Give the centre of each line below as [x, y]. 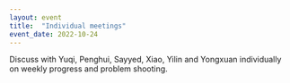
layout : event [36, 17]
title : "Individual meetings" [68, 26]
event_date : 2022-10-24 [54, 34]
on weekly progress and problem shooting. [88, 69]
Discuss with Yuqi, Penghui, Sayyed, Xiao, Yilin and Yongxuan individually [145, 60]
